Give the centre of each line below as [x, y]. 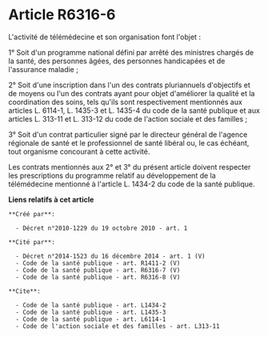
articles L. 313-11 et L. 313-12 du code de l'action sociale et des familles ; [128, 118]
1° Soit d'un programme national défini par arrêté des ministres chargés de [131, 52]
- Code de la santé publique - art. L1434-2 [91, 305]
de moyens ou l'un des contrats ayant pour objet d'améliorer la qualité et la [132, 93]
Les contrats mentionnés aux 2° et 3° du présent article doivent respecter [130, 166]
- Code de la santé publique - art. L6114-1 [91, 319]
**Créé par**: [32, 214]
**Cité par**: [32, 242]
